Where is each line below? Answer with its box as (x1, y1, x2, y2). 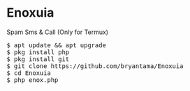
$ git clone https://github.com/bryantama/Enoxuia (6, 62, 184, 70)
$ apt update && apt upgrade (6, 41, 106, 49)
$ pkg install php (6, 48, 70, 56)
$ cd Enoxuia (6, 69, 52, 77)
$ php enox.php (6, 76, 59, 84)
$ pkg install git (6, 55, 70, 63)
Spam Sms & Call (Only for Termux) (6, 28, 109, 36)
